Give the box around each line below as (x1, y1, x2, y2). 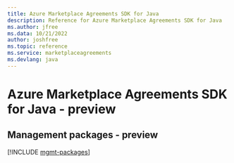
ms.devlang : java (7, 56, 58, 63)
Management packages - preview (7, 129, 159, 141)
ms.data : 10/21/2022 (7, 30, 68, 37)
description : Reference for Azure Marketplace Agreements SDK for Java (7, 17, 222, 24)
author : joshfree (7, 37, 58, 44)
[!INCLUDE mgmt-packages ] (7, 148, 90, 156)
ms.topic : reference (7, 43, 68, 50)
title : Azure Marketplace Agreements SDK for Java (7, 10, 159, 18)
